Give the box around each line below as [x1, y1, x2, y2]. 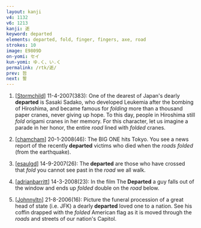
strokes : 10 [6, 43, 36, 49]
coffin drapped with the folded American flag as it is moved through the [14, 209, 192, 216]
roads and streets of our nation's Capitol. [14, 215, 117, 223]
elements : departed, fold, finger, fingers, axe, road [6, 37, 146, 43]
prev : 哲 [6, 70, 27, 76]
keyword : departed [6, 31, 52, 37]
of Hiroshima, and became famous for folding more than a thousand [14, 105, 183, 112]
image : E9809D [6, 48, 42, 54]
